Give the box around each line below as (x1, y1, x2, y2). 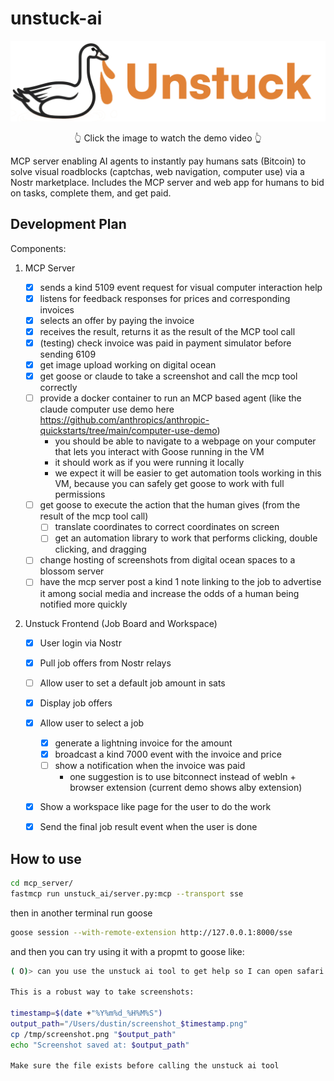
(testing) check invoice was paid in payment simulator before (39, 337, 292, 349)
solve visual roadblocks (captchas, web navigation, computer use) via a (10, 165, 305, 177)
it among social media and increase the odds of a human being (39, 587, 300, 599)
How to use (10, 850, 82, 867)
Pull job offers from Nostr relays (39, 657, 172, 669)
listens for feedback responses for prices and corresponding (39, 292, 291, 304)
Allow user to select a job (39, 717, 145, 729)
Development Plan (10, 216, 127, 233)
